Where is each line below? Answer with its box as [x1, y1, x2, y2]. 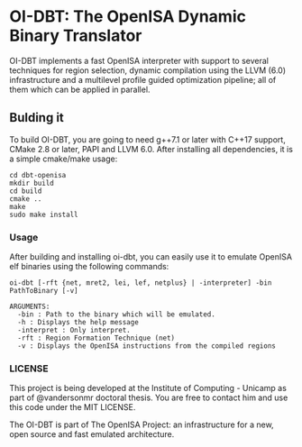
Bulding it [9, 110, 65, 125]
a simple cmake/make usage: [9, 153, 118, 164]
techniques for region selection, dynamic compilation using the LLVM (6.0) [9, 65, 287, 76]
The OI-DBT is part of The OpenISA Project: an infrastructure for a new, [9, 419, 274, 430]
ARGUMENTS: [9, 302, 50, 312]
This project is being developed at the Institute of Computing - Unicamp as [9, 383, 287, 394]
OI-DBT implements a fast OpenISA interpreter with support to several [9, 55, 269, 66]
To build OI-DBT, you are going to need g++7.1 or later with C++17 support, [9, 133, 286, 145]
